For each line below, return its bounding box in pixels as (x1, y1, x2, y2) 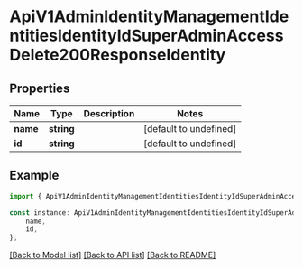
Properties (9, 80, 70, 96)
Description (83, 107, 135, 119)
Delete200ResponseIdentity (9, 45, 226, 65)
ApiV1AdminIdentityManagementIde (9, 6, 289, 27)
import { (9, 191, 42, 200)
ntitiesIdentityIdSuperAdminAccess (9, 25, 284, 46)
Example (9, 168, 60, 183)
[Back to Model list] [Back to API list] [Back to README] (9, 250, 216, 261)
